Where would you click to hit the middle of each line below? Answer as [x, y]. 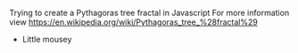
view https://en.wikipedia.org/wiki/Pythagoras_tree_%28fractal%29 [134, 22]
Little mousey [47, 39]
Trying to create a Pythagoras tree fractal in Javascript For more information [149, 13]
